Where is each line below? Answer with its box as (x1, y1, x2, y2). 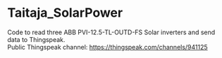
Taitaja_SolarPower (7, 5, 123, 21)
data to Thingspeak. (7, 35, 66, 43)
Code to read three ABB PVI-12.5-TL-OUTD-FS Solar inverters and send (7, 28, 216, 36)
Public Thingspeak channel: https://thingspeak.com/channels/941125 (7, 43, 208, 51)
